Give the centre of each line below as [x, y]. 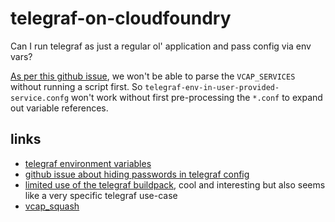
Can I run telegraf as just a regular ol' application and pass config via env [161, 46]
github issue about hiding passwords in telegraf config [137, 174]
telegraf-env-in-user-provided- [212, 87]
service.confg [40, 98]
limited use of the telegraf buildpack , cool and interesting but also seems [175, 184]
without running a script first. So [76, 86]
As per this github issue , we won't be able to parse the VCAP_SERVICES [153, 76]
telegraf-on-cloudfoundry [121, 18]
